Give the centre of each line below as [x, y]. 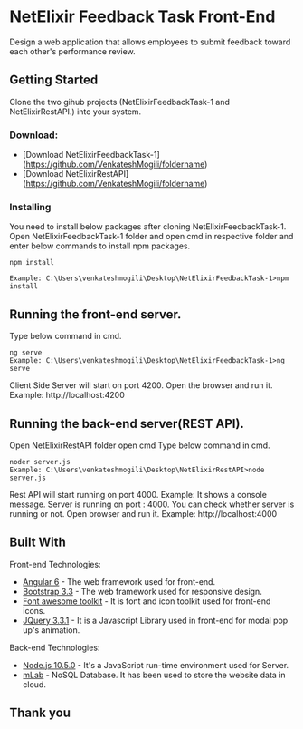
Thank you [40, 713]
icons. [34, 610]
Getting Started [54, 80]
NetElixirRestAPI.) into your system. [76, 112]
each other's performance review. [72, 51]
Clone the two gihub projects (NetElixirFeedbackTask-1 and [120, 102]
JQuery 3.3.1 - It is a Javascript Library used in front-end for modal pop [155, 620]
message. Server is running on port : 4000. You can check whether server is [152, 504]
